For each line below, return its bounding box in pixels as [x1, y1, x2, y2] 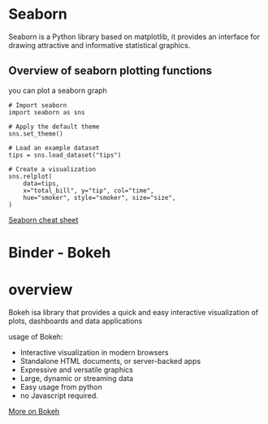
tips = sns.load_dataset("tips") [8, 151, 122, 159]
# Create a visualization [8, 165, 96, 173]
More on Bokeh [8, 406, 60, 416]
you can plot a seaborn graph [8, 85, 107, 95]
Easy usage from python [19, 382, 103, 392]
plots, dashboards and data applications [8, 316, 143, 326]
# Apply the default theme [8, 123, 100, 131]
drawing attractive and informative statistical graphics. [8, 40, 191, 50]
